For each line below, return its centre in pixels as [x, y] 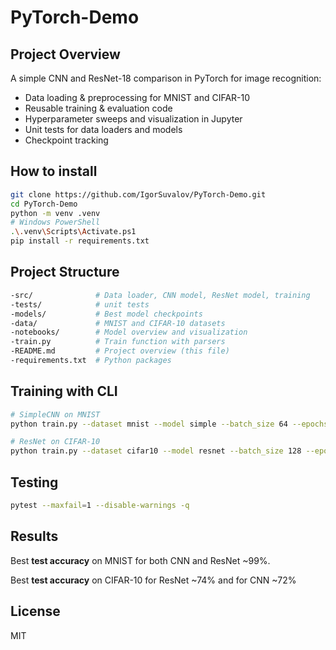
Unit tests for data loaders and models [103, 129]
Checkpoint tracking [66, 140]
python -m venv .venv [55, 213]
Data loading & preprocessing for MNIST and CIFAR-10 [137, 97]
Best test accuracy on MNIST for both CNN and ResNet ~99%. [140, 560]
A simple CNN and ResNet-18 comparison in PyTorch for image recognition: [166, 78]
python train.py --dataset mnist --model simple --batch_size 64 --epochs [169, 424]
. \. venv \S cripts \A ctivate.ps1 [73, 232]
